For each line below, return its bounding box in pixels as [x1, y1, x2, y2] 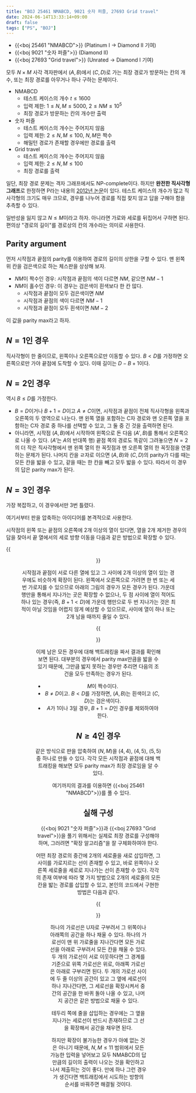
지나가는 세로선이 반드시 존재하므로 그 [52, 1017, 139, 1024]
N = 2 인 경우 [6, 378, 51, 388]
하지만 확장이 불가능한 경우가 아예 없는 [51, 1036, 139, 1044]
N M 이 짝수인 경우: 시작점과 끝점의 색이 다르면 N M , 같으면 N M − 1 [14, 275, 164, 282]
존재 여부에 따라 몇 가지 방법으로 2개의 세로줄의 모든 [42, 874, 161, 881]
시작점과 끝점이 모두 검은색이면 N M [23, 290, 104, 297]
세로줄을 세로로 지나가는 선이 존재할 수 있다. [48, 866, 149, 874]
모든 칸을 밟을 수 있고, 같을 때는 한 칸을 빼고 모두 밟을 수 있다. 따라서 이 [14, 459, 177, 466]
